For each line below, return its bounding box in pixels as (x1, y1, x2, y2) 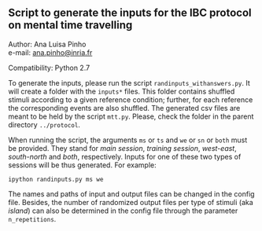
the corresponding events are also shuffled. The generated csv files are (8, 103, 241, 112)
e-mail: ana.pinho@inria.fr (8, 47, 93, 57)
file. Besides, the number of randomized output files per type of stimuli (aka (8, 197, 253, 207)
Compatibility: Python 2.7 (8, 63, 90, 72)
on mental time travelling (8, 19, 133, 32)
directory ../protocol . (8, 119, 81, 129)
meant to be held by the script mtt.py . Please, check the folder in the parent (8, 112, 254, 121)
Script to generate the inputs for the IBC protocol (8, 6, 252, 20)
